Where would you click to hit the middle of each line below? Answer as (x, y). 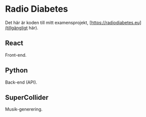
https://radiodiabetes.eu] (116, 23)
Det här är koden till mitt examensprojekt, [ (48, 23)
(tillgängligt (16, 27)
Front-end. (16, 55)
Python (16, 70)
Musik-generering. (24, 109)
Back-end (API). (21, 82)
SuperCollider (27, 97)
